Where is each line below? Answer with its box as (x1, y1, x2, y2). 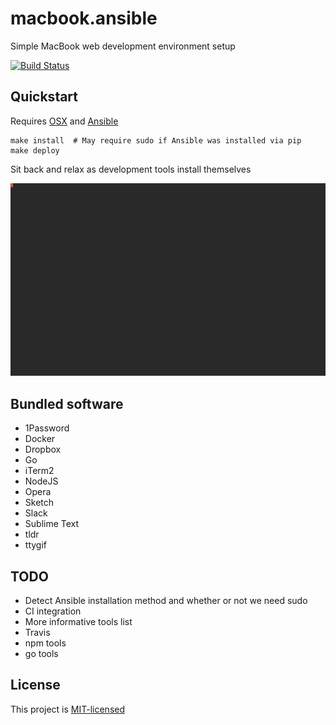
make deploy (10, 145, 60, 156)
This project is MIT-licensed (10, 703, 126, 715)
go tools (24, 647, 59, 659)
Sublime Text (24, 518, 80, 530)
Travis (24, 626, 51, 638)
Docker (24, 433, 56, 445)
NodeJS (24, 475, 59, 487)
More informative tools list (24, 615, 133, 627)
